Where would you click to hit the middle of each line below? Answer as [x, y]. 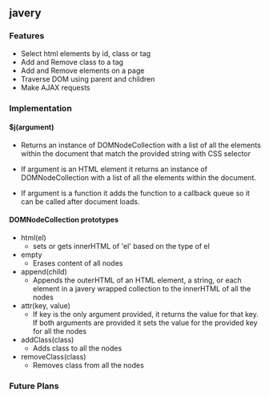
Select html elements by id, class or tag [86, 53]
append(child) [44, 272]
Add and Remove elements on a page [82, 70]
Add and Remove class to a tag [72, 62]
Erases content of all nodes [78, 263]
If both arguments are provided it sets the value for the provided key [145, 323]
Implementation [41, 108]
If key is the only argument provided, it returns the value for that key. [145, 315]
